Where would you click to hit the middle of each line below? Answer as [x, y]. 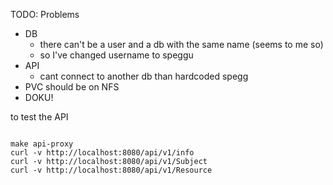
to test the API [39, 117]
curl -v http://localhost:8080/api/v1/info [102, 153]
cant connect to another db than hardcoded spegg [144, 76]
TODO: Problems [45, 14]
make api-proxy [42, 144]
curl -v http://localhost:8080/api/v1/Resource [111, 170]
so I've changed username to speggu [116, 55]
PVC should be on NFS [72, 87]
